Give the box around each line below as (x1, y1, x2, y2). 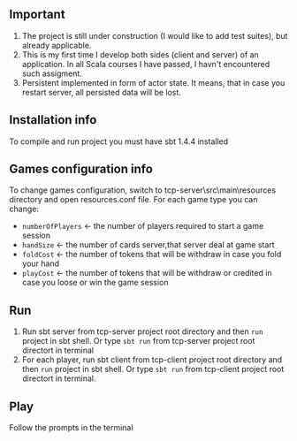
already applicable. (21, 40, 92, 50)
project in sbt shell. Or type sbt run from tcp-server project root (21, 336, 255, 346)
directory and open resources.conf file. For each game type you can (9, 194, 258, 205)
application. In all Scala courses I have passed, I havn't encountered (21, 58, 270, 69)
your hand (21, 258, 60, 269)
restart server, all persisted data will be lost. (21, 87, 181, 97)
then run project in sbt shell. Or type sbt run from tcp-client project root (21, 364, 285, 375)
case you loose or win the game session (21, 278, 169, 288)
